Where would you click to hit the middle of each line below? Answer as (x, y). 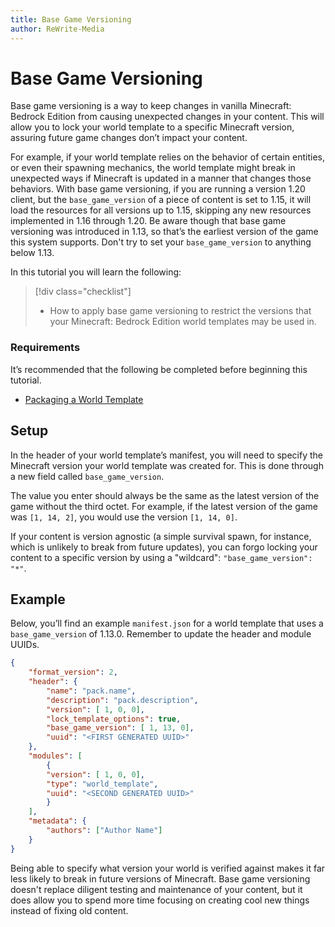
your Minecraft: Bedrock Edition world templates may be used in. (183, 322)
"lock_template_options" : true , (114, 719)
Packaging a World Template (84, 399)
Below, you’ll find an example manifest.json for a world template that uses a (167, 623)
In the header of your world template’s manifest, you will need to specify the (166, 455)
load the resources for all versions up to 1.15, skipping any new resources (161, 210)
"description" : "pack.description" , (122, 700)
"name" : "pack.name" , (91, 691)
